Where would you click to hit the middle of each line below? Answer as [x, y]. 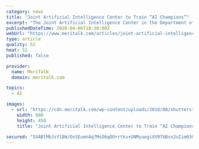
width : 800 [30, 115]
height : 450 [31, 121]
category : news [25, 12]
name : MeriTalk [30, 72]
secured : [17, 137]
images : [16, 104]
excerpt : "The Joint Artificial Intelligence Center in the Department [96, 22]
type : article [24, 39]
